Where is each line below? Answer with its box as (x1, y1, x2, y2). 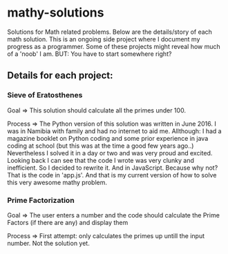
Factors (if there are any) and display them (7, 218, 129, 226)
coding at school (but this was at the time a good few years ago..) (7, 141, 194, 150)
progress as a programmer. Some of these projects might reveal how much (7, 42, 221, 50)
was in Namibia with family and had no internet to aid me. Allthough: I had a (7, 126, 222, 135)
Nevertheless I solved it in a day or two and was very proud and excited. (7, 148, 213, 157)
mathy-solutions (7, 5, 104, 21)
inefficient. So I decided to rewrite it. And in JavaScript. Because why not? (7, 164, 218, 172)
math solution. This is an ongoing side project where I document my (7, 35, 200, 43)
